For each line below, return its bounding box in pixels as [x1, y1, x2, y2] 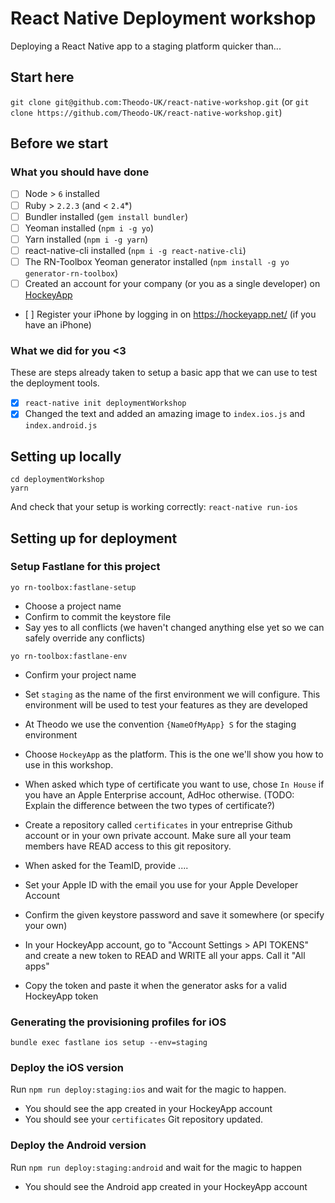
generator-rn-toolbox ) [24, 267, 119, 279]
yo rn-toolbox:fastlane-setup [10, 582, 137, 592]
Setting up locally [10, 448, 122, 465]
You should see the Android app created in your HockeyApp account [24, 1180, 308, 1192]
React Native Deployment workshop [10, 7, 317, 30]
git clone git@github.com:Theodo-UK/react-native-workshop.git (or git [10, 95, 310, 107]
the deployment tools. [10, 377, 100, 389]
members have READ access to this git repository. [24, 840, 232, 852]
